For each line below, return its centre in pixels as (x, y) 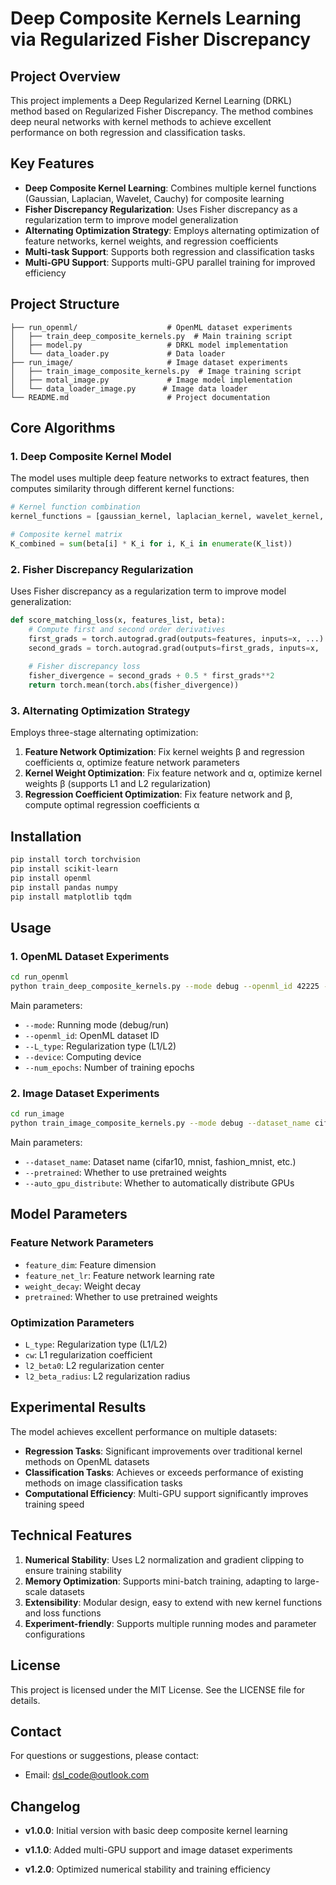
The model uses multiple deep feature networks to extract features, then (160, 478)
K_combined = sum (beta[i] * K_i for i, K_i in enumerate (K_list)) (151, 543)
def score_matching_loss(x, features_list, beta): (118, 620)
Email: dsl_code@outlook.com (87, 1775)
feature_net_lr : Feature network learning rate (120, 1275)
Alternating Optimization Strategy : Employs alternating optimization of (172, 230)
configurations (55, 1634)
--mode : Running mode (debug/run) (97, 1025)
